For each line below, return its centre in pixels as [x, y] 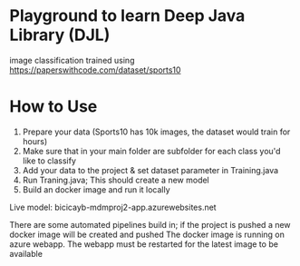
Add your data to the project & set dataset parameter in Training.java [150, 170]
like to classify [49, 161]
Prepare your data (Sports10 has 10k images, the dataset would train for [156, 132]
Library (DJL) [60, 35]
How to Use [53, 107]
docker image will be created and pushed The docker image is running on [147, 234]
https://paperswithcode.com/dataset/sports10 [95, 70]
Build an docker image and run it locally [96, 189]
